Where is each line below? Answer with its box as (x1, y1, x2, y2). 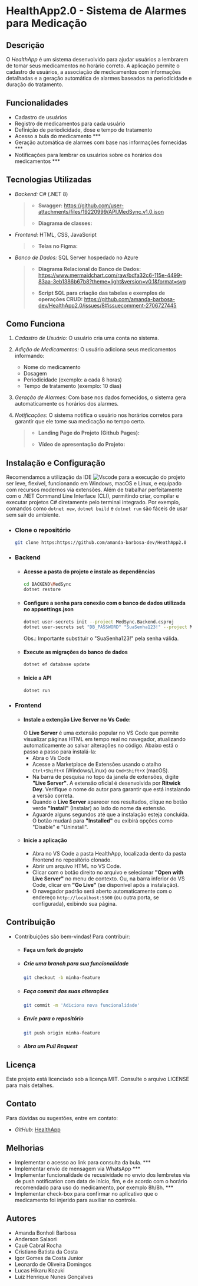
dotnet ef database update (23, 661, 90, 668)
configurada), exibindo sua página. (32, 900, 117, 907)
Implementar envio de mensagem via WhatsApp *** (14, 1165, 141, 1172)
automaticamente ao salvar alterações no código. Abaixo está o (23, 742, 179, 749)
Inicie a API (23, 674, 52, 681)
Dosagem (23, 370, 47, 377)
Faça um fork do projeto (23, 946, 84, 954)
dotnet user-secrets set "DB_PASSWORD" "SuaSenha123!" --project (23, 624, 187, 630)
